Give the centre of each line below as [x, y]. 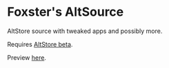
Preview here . [27, 57]
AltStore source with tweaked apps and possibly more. [85, 31]
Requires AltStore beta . [40, 44]
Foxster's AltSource [66, 12]
